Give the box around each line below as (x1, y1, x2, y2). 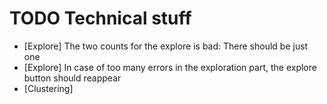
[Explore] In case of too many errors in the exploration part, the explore (23, 61, 317, 73)
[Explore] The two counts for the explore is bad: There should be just (23, 40, 309, 52)
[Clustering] (23, 82, 74, 94)
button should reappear (23, 72, 122, 84)
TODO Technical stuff (9, 7, 192, 30)
